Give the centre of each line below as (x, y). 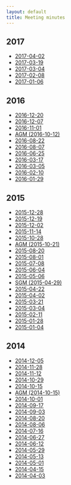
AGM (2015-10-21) (37, 244)
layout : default (26, 12)
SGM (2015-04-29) (38, 282)
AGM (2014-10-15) (37, 392)
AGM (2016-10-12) (37, 134)
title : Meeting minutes (36, 17)
